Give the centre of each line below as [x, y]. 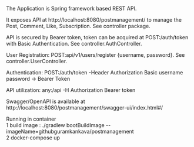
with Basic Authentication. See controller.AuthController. [74, 44]
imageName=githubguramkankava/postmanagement [70, 131]
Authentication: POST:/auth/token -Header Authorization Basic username [95, 72]
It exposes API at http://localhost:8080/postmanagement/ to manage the [94, 20]
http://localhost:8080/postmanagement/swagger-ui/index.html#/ [85, 107]
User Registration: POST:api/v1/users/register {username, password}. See [96, 55]
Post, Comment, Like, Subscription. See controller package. [78, 26]
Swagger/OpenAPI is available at [46, 101]
